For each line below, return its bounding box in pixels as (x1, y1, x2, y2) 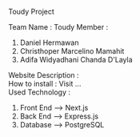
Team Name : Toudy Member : (8, 22, 109, 31)
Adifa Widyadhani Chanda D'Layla (19, 55, 134, 64)
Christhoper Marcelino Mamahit (19, 46, 125, 55)
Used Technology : (8, 87, 70, 97)
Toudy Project (8, 7, 54, 16)
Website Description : (8, 71, 79, 79)
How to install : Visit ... (8, 79, 82, 88)
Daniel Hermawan (19, 38, 79, 47)
